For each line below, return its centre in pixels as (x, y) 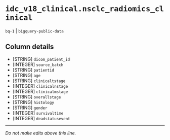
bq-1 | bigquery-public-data (35, 31)
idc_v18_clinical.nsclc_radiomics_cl (85, 9)
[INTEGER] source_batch (38, 64)
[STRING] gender (30, 108)
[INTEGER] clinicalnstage (40, 86)
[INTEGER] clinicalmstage (40, 91)
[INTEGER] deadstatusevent (41, 118)
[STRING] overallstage (37, 97)
